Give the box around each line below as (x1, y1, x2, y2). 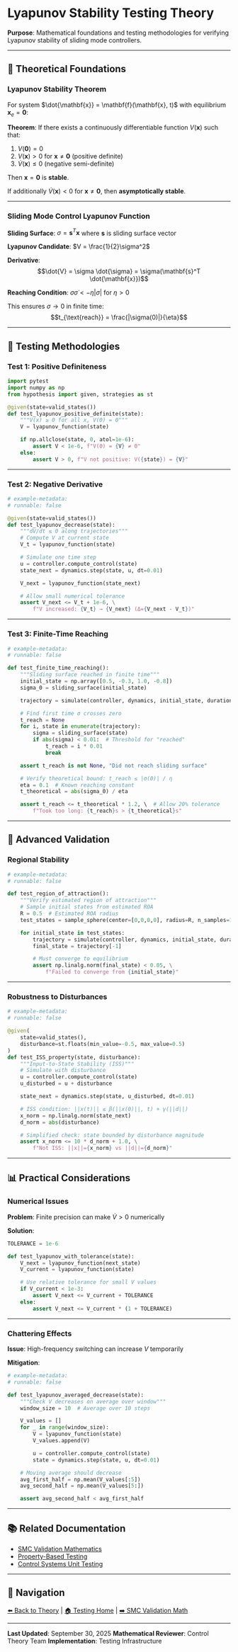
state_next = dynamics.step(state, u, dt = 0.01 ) (20, 566, 163, 574)
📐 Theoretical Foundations (7, 63, 126, 75)
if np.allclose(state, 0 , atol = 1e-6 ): (20, 436, 135, 443)
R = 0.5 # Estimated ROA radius (20, 910, 119, 918)
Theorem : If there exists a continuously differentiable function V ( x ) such (7, 123, 218, 132)
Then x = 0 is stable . (7, 173, 69, 182)
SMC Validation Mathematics (17, 1544, 103, 1553)
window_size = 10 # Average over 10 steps (20, 1404, 151, 1412)
